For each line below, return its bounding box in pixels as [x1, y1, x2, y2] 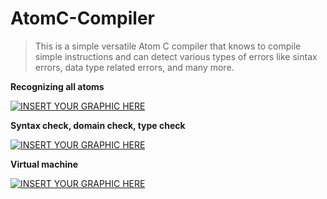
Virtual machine [10, 158, 79, 170]
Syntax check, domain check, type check [10, 119, 186, 131]
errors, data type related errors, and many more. [34, 61, 235, 73]
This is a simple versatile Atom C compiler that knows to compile [34, 40, 302, 52]
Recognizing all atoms [10, 80, 105, 92]
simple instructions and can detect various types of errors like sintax [34, 50, 318, 62]
